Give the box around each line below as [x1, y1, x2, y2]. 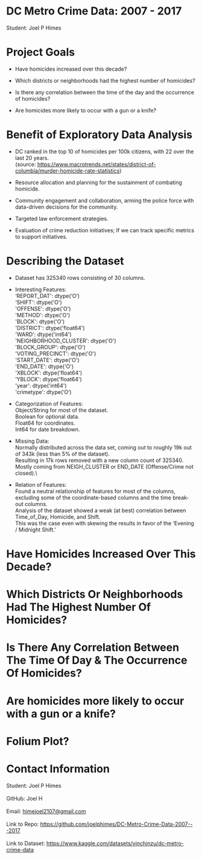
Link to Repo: [6, 820, 39, 828]
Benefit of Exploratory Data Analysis [6, 128, 193, 142]
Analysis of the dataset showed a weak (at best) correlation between [14, 507, 186, 514]
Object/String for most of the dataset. [14, 406, 109, 414]
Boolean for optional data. [14, 413, 80, 420]
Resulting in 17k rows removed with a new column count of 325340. [14, 457, 184, 464]
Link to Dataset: [6, 840, 45, 847]
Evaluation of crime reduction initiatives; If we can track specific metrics [14, 226, 195, 233]
